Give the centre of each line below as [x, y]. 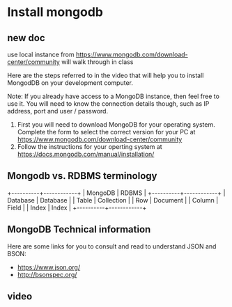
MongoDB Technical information [79, 229]
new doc [26, 38]
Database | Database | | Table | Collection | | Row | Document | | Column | [113, 200]
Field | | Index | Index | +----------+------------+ [77, 207]
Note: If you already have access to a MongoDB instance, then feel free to [113, 96]
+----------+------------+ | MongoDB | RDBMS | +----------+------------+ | [116, 193]
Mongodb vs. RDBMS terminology [82, 176]
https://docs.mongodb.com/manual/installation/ [86, 154]
